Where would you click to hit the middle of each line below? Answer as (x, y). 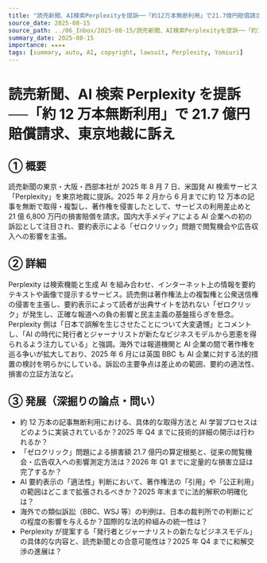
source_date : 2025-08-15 (49, 23)
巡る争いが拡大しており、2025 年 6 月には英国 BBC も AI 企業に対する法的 (130, 354)
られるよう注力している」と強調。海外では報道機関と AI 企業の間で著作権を (132, 344)
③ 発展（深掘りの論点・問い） (85, 401)
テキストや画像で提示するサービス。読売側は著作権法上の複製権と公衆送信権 (133, 294)
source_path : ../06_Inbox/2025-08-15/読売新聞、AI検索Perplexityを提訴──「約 (133, 30)
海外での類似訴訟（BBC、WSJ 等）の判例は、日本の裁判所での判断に (133, 511)
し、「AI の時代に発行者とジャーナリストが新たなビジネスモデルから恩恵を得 (132, 334)
